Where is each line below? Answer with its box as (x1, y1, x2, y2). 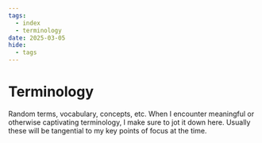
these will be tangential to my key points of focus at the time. (8, 126, 207, 135)
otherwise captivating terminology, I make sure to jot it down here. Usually (8, 117, 251, 127)
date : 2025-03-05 (8, 33, 66, 42)
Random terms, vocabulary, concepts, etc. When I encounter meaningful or (8, 109, 255, 118)
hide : (8, 41, 26, 49)
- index (15, 19, 41, 27)
